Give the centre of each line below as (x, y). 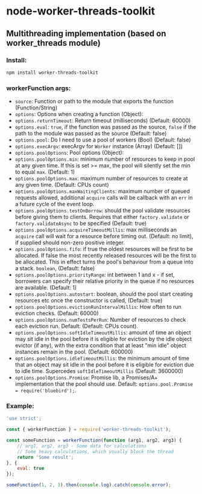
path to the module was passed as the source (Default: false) (91, 134)
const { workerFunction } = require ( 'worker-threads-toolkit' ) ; (89, 430)
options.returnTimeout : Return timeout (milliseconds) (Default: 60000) (103, 121)
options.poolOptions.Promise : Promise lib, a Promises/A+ (86, 378)
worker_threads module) (54, 43)
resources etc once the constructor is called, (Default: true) (89, 301)
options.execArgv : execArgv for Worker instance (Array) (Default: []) (99, 146)
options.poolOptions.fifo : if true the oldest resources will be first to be (104, 249)
